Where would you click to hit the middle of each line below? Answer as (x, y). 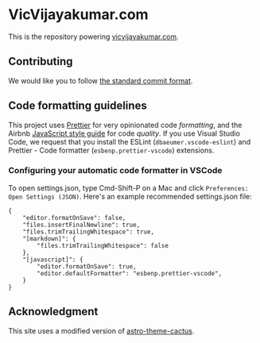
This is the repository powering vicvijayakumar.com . (93, 37)
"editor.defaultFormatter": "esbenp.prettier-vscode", (130, 273)
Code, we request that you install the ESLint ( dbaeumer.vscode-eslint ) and (130, 141)
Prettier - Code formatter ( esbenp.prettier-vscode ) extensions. (111, 150)
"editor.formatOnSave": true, (87, 266)
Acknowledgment (53, 312)
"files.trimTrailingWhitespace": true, (89, 232)
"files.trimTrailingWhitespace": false (103, 245)
